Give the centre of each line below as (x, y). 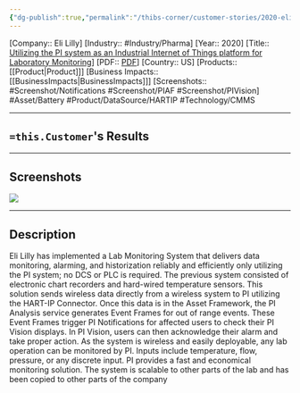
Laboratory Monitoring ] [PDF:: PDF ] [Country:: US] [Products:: (123, 62)
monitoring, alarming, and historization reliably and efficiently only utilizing (146, 265)
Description (42, 234)
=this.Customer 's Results (79, 136)
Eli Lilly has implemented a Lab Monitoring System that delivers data (135, 256)
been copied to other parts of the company (88, 380)
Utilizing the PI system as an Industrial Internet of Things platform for (136, 52)
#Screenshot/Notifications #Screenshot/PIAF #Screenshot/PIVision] (134, 90)
